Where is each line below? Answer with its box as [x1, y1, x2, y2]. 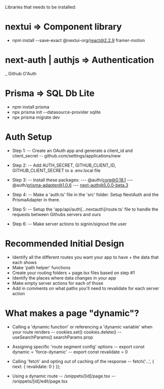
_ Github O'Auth [5, 70, 37, 76]
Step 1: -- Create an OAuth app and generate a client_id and [12, 148, 133, 153]
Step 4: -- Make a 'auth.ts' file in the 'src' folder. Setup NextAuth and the [12, 192, 159, 197]
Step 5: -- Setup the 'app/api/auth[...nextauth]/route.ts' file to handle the [12, 206, 159, 212]
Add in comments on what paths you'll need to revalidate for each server [12, 285, 159, 291]
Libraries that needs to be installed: [5, 4, 76, 10]
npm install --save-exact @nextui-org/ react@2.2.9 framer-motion [12, 37, 145, 43]
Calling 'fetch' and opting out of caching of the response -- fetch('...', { [12, 358, 154, 364]
